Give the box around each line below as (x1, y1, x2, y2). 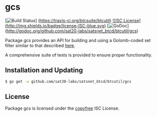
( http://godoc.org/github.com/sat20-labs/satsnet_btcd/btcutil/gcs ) (5, 28, 139, 34)
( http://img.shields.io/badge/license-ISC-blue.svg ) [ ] (5, 22, 129, 28)
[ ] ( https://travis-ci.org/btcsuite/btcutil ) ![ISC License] (5, 18, 141, 23)
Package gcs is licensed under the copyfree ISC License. (5, 105, 120, 111)
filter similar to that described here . (5, 42, 75, 48)
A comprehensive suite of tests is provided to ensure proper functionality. (5, 52, 153, 58)
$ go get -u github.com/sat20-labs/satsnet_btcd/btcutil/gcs (5, 79, 132, 84)
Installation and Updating (5, 66, 83, 75)
